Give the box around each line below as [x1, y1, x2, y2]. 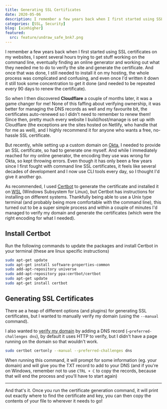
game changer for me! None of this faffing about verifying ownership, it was [5, 101, 161, 106]
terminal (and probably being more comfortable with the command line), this [5, 199, 162, 205]
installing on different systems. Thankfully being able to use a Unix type [5, 194, 152, 200]
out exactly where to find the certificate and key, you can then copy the [5, 393, 152, 399]
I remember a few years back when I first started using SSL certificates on [5, 48, 158, 55]
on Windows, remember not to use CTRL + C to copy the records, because [5, 368, 157, 374]
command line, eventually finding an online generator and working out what [5, 59, 160, 65]
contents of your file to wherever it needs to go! [5, 398, 103, 404]
